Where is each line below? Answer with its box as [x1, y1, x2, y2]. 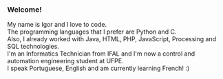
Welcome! [7, 5, 43, 14]
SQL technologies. [7, 43, 60, 51]
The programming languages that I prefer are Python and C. [7, 27, 177, 36]
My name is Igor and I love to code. [7, 21, 107, 29]
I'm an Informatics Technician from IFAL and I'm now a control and [7, 49, 195, 58]
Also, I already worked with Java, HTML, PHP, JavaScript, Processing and [7, 35, 217, 43]
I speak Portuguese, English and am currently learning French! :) [7, 64, 190, 73]
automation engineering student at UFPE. [7, 57, 124, 65]
